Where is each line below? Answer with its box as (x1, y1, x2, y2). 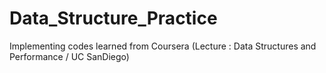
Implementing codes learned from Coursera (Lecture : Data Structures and (9, 40, 317, 52)
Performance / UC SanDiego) (9, 50, 130, 62)
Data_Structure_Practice (9, 7, 218, 30)
